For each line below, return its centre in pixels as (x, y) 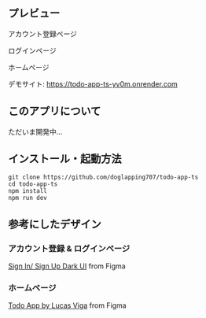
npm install (28, 191)
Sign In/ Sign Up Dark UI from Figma (67, 266)
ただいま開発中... (35, 131)
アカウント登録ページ (42, 34)
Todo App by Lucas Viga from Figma (68, 305)
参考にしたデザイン (55, 224)
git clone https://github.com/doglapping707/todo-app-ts (103, 177)
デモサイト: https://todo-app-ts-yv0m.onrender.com (93, 83)
